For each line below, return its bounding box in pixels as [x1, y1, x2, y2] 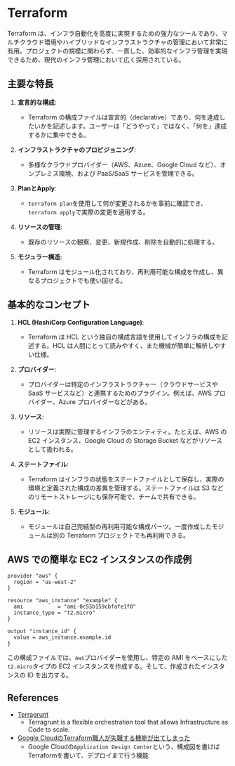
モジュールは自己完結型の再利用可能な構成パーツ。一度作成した [27, 522, 212, 531]
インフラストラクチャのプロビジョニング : [17, 145, 137, 154]
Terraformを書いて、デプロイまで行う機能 [27, 751, 149, 760]
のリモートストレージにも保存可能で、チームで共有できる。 [27, 492, 200, 500]
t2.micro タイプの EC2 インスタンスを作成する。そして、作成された [7, 662, 201, 670]
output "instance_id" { [7, 628, 77, 635]
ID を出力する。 [27, 671, 72, 680]
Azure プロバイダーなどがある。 [58, 397, 152, 405]
